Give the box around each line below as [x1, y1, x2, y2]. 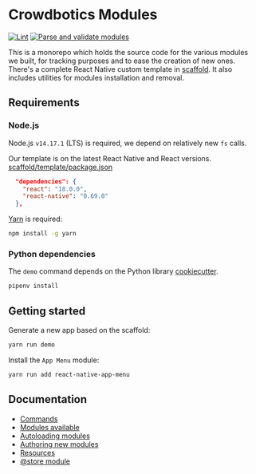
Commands [19, 413, 58, 424]
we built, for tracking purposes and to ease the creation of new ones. [8, 56, 235, 65]
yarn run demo [8, 341, 56, 349]
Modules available [19, 422, 80, 432]
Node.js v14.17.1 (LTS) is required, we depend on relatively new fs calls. [8, 138, 247, 148]
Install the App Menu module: [8, 355, 100, 365]
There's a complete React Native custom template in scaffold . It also [8, 64, 233, 73]
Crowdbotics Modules [8, 6, 158, 24]
